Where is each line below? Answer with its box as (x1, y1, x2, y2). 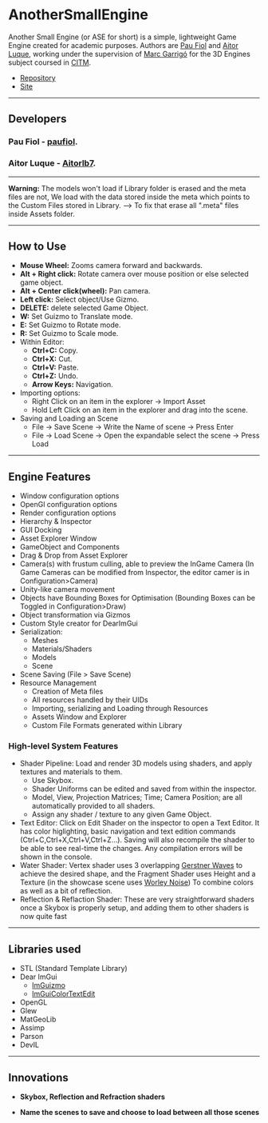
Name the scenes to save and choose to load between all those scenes (19, 1108, 260, 1117)
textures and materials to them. (19, 767, 123, 777)
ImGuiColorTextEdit (31, 989, 96, 999)
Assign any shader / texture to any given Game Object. (31, 809, 212, 819)
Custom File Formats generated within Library (31, 721, 183, 730)
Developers (8, 112, 67, 126)
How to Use (8, 239, 67, 253)
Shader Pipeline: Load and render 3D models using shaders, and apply (19, 758, 253, 769)
